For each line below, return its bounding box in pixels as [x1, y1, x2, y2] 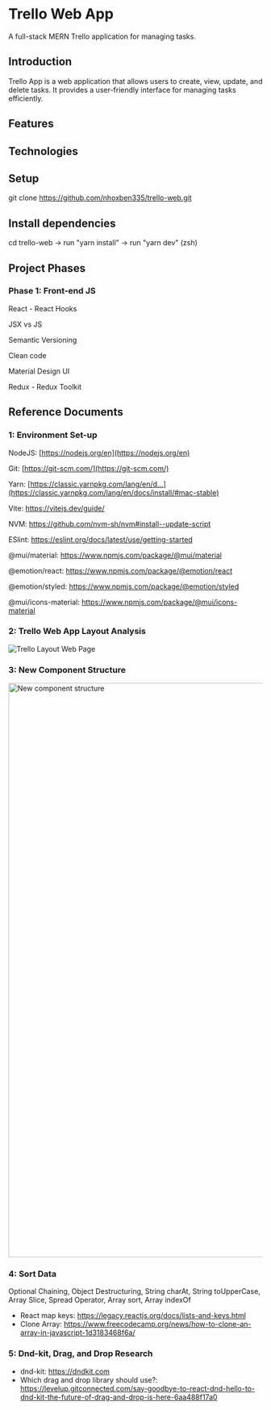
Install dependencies [8, 216, 116, 230]
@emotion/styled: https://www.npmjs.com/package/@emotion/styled [8, 582, 240, 591]
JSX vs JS [8, 319, 43, 329]
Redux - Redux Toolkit [8, 382, 82, 391]
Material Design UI [8, 366, 70, 376]
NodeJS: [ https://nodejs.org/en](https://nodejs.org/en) [8, 448, 190, 457]
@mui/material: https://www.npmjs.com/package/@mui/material [8, 550, 222, 560]
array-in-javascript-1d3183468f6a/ [19, 1328, 135, 1337]
